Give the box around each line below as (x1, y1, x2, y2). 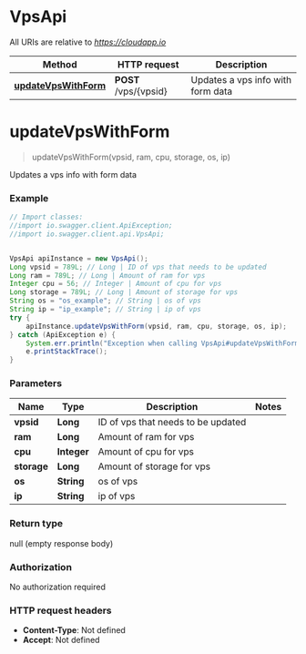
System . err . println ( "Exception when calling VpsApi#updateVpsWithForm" (25, 339, 303, 348)
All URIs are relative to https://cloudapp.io (9, 36, 167, 47)
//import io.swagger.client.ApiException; (9, 221, 173, 230)
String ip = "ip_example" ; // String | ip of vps (9, 305, 202, 314)
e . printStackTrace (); (25, 347, 107, 356)
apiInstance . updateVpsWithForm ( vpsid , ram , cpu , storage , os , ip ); (25, 322, 287, 331)
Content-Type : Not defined (22, 625, 126, 636)
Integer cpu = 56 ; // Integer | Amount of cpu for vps (9, 280, 222, 289)
